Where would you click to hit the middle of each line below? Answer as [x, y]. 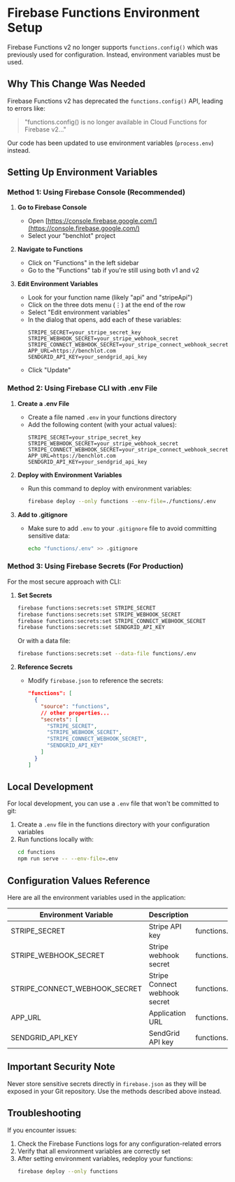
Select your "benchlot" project [72, 236]
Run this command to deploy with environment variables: [110, 488]
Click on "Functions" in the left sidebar [83, 263]
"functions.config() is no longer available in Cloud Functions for [116, 122]
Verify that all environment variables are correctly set [94, 1151]
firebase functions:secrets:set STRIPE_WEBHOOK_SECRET [99, 614]
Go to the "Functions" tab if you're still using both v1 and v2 [113, 270]
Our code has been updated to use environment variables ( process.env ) [111, 143]
